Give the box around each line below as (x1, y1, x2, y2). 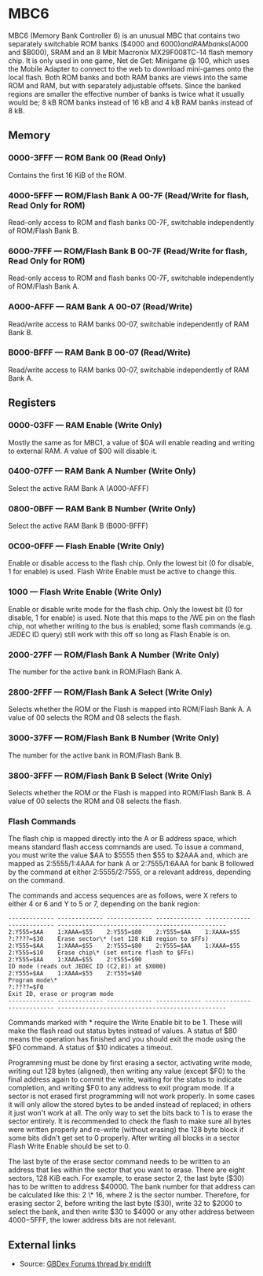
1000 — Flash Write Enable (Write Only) (8, 587, 163, 598)
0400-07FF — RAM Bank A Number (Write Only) (8, 466, 196, 477)
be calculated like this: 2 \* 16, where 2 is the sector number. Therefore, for (8, 1190, 250, 1200)
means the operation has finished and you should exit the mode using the (8, 1034, 246, 1044)
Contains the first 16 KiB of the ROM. (8, 170, 127, 179)
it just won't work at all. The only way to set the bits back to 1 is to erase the (8, 1108, 253, 1118)
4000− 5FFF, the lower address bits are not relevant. (8, 1215, 177, 1225)
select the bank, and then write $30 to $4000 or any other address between (8, 1207, 255, 1216)
